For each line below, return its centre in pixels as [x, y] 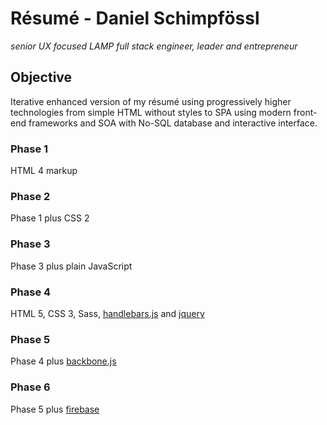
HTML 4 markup [44, 171]
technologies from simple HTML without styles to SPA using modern [151, 112]
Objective [41, 77]
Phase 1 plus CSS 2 [50, 218]
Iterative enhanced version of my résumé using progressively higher [151, 101]
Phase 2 [30, 196]
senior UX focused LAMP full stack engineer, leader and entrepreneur [154, 46]
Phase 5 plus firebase [55, 409]
